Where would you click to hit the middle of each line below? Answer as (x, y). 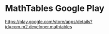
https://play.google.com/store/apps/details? (49, 22)
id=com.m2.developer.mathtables (39, 26)
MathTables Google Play (55, 8)
